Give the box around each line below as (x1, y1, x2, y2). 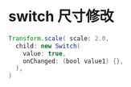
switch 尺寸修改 (8, 7, 114, 26)
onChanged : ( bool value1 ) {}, (23, 57, 125, 65)
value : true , (23, 49, 67, 57)
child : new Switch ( (15, 42, 81, 50)
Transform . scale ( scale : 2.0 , (8, 34, 110, 43)
